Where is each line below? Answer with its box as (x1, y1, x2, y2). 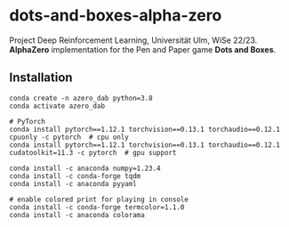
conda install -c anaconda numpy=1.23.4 (9, 164, 162, 173)
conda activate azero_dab (9, 101, 105, 110)
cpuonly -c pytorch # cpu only (9, 133, 129, 142)
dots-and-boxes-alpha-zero (9, 5, 222, 26)
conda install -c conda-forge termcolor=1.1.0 (9, 202, 185, 212)
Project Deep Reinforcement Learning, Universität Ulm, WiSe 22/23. (9, 35, 258, 45)
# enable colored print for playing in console (9, 195, 189, 204)
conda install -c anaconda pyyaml (9, 179, 138, 188)
